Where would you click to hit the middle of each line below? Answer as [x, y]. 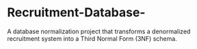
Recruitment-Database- [76, 13]
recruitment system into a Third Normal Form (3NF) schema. [92, 38]
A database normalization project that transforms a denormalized [99, 31]
